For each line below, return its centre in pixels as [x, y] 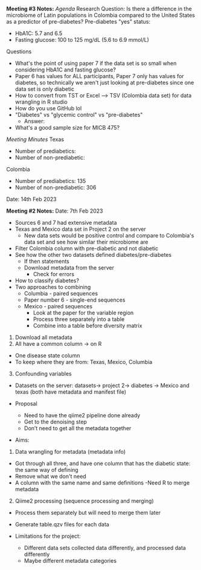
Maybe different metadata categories [70, 561]
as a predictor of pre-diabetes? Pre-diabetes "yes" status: [78, 22]
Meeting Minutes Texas [35, 139]
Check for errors [53, 274]
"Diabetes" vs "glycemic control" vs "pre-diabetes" [79, 115]
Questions [19, 51]
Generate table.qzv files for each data [62, 524]
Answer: [34, 121]
